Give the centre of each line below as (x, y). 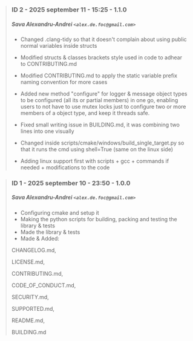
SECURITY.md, (30, 297)
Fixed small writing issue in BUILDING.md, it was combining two (100, 125)
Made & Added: (40, 238)
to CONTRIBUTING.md (48, 63)
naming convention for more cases (64, 82)
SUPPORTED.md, (33, 308)
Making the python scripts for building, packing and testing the (99, 219)
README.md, (28, 320)
